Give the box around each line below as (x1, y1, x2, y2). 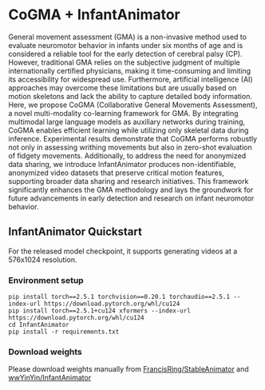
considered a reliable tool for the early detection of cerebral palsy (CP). (8, 49, 243, 58)
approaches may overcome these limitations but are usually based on (8, 82, 237, 93)
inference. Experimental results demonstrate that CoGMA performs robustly (8, 133, 258, 143)
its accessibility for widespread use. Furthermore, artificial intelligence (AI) (8, 74, 253, 84)
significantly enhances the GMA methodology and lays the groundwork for (8, 185, 254, 194)
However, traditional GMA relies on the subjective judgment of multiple (8, 58, 241, 67)
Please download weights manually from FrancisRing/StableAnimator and (8, 364, 249, 374)
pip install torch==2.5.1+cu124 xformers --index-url (8, 307, 192, 315)
